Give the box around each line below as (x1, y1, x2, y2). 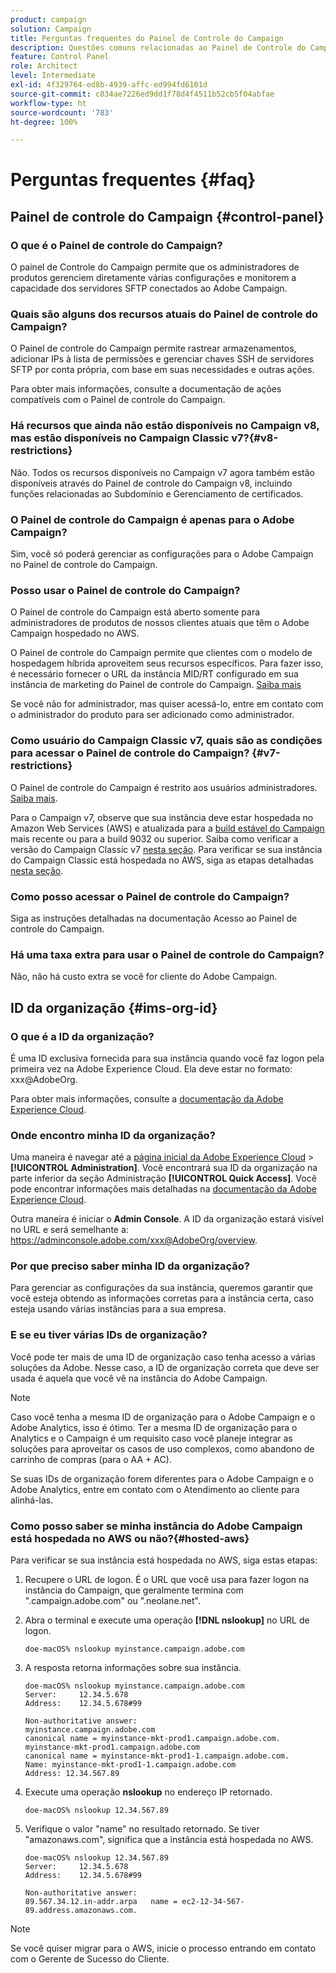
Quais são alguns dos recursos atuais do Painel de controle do (10, 307, 319, 321)
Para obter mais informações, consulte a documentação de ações (10, 383, 282, 395)
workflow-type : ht (10, 98, 87, 108)
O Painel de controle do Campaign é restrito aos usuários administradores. (10, 781, 318, 793)
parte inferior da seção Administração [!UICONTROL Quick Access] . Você (10, 1172, 317, 1185)
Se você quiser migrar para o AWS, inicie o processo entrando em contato (10, 1942, 317, 1955)
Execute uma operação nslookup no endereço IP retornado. (24, 1786, 273, 1798)
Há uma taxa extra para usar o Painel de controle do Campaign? (10, 947, 325, 961)
